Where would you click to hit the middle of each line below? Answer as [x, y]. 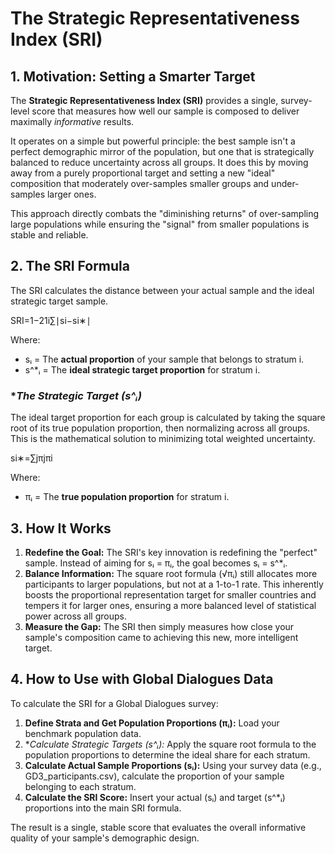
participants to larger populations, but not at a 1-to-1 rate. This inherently [174, 584]
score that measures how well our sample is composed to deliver [165, 111]
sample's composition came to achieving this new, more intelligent [161, 637]
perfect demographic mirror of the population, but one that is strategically [162, 151]
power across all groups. [75, 616]
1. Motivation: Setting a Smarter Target [133, 76]
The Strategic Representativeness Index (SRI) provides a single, [144, 100]
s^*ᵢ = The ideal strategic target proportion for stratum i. [142, 369]
